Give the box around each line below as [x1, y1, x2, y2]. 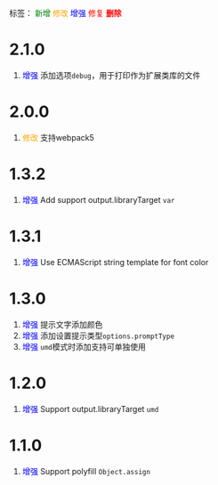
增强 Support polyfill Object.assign [21, 465, 151, 476]
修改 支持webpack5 [21, 132, 95, 142]
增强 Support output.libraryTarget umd [21, 403, 159, 414]
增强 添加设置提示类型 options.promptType [21, 330, 175, 341]
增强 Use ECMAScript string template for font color [21, 256, 209, 267]
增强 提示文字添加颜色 [21, 319, 103, 329]
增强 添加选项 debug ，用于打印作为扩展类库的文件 [21, 69, 201, 80]
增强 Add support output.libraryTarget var [21, 194, 175, 205]
